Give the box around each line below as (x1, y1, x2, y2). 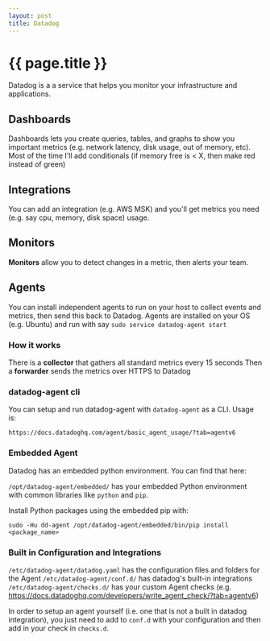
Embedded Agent (8, 448, 78, 459)
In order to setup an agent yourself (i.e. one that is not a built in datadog (8, 606, 247, 616)
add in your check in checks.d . (8, 623, 110, 633)
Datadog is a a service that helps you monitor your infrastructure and (8, 81, 238, 90)
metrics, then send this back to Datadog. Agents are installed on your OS (8, 311, 251, 320)
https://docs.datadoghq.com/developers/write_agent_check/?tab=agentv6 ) (8, 590, 260, 600)
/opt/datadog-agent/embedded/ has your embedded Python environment (8, 481, 247, 491)
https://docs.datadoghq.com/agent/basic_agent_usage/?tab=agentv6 (8, 428, 236, 437)
